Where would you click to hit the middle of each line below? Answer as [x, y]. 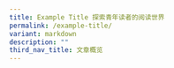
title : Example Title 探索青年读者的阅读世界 [87, 17]
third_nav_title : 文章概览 [56, 50]
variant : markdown [43, 34]
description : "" [39, 42]
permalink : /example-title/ [61, 26]
